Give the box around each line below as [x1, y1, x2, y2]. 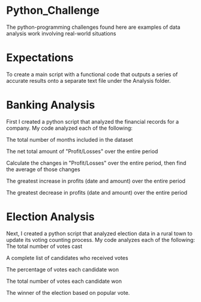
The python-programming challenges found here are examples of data [6, 23, 181, 31]
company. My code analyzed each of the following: [6, 124, 133, 131]
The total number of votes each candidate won [6, 277, 122, 285]
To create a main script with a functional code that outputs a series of [6, 70, 178, 78]
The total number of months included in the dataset [6, 136, 133, 143]
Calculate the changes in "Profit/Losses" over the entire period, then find [6, 159, 187, 166]
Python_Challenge [6, 4, 100, 17]
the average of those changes [6, 166, 80, 173]
